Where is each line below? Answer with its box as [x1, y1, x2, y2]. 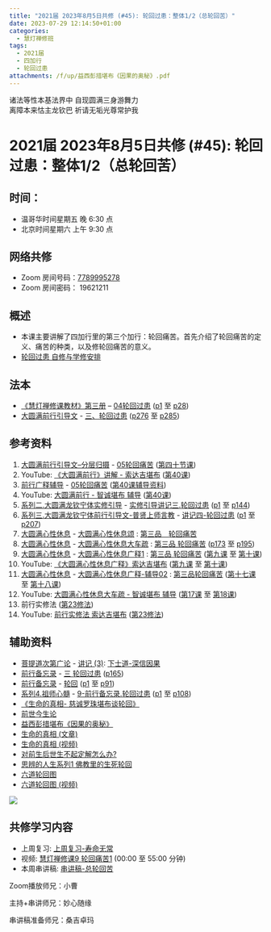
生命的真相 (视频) [20, 739, 78, 749]
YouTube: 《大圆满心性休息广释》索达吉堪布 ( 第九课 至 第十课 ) [20, 558, 228, 569]
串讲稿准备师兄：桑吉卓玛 [9, 915, 94, 925]
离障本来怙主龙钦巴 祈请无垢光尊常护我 [9, 105, 139, 115]
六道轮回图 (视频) [20, 779, 78, 789]
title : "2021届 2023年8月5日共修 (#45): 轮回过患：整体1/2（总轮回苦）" [9, 11, 236, 20]
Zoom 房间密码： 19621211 [20, 283, 109, 293]
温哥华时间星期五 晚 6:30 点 [20, 214, 114, 224]
